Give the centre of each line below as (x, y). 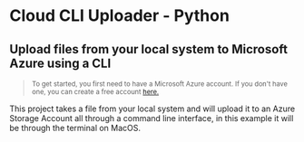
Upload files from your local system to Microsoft (149, 49)
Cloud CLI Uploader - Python (119, 16)
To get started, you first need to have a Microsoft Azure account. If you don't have (159, 84)
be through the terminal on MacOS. (75, 128)
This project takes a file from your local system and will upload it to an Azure (152, 109)
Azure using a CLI (60, 63)
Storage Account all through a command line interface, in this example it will (152, 118)
